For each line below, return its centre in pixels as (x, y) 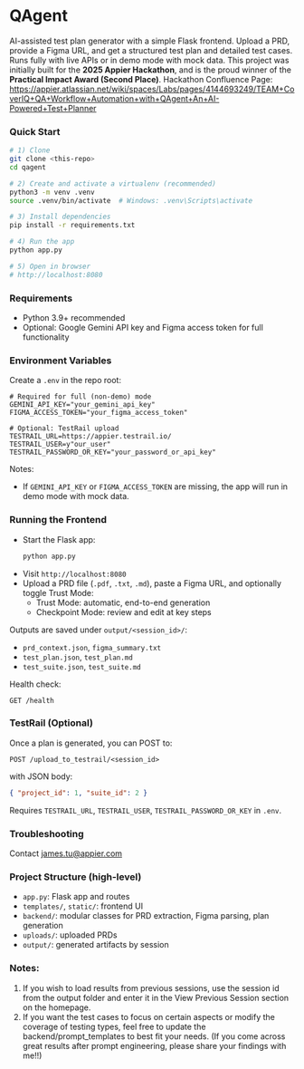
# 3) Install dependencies (60, 217)
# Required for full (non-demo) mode (81, 397)
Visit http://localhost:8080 (74, 573)
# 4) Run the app (42, 242)
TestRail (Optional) (51, 723)
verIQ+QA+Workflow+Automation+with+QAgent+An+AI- (114, 98)
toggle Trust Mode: (58, 592)
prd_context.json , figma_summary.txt (92, 647)
